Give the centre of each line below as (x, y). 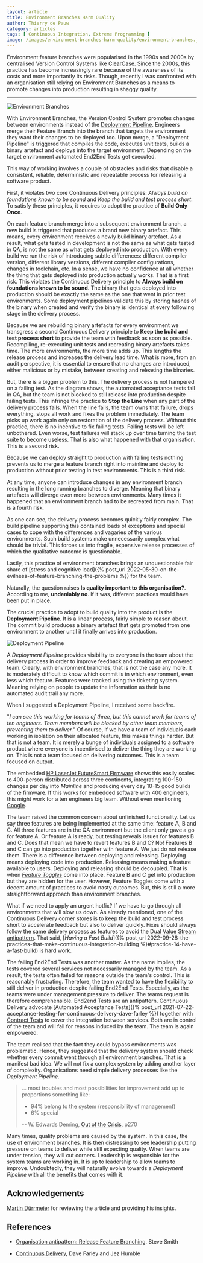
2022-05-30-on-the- (153, 570)
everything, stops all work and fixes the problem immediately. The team (95, 414)
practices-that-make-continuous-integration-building (73, 944)
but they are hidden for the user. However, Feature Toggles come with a (96, 881)
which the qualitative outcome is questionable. (64, 552)
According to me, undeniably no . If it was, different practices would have (98, 594)
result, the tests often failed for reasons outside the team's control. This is (98, 975)
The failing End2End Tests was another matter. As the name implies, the (96, 962)
